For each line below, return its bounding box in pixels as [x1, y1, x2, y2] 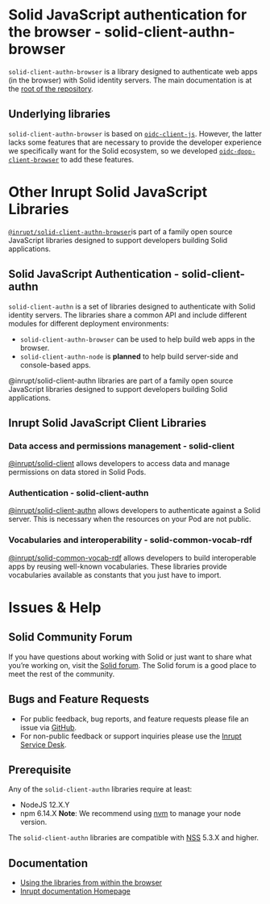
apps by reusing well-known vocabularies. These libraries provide [8, 561, 227, 571]
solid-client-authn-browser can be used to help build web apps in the [19, 334, 255, 344]
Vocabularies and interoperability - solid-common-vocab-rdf [8, 535, 252, 546]
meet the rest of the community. [8, 669, 115, 679]
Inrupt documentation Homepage [19, 886, 131, 896]
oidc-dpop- [218, 147, 256, 155]
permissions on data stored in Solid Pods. [8, 467, 147, 477]
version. [19, 818, 48, 827]
